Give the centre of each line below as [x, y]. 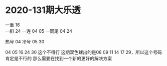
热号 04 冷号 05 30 [25, 41]
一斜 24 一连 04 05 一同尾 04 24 [39, 31]
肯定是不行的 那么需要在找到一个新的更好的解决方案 [58, 58]
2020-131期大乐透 [43, 10]
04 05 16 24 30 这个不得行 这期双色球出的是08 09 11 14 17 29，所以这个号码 [83, 52]
